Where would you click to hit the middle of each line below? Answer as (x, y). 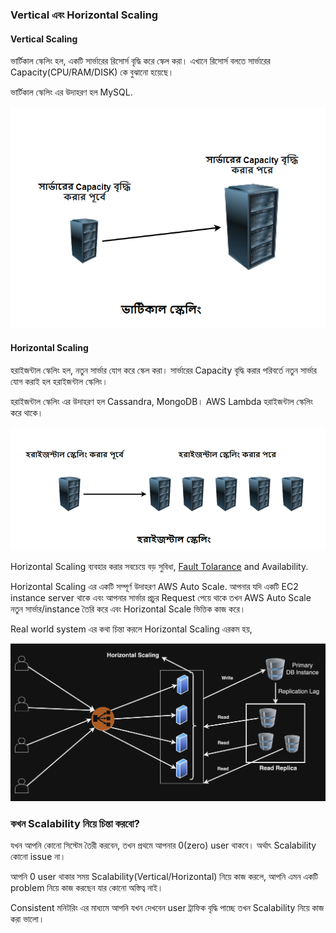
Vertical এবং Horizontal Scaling (84, 15)
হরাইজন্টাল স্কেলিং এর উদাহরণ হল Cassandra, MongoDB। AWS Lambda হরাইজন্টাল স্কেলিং (161, 401)
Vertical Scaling (44, 39)
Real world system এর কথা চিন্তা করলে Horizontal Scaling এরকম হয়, (131, 629)
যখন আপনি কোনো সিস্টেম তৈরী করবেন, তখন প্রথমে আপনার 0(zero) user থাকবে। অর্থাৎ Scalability (163, 845)
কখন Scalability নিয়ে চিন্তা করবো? (75, 823)
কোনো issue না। (38, 857)
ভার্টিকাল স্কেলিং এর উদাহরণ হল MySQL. (71, 92)
